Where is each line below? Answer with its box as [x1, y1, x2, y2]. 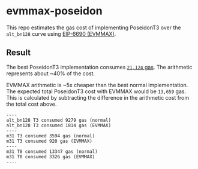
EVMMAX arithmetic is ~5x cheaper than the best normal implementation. [6, 81, 188, 88]
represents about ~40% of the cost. [6, 70, 95, 77]
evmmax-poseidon [6, 4, 103, 18]
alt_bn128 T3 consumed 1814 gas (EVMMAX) [6, 122, 112, 128]
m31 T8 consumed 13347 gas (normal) [6, 148, 98, 155]
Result [6, 48, 31, 58]
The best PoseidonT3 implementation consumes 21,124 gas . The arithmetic [6, 63, 193, 70]
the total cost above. [6, 100, 57, 107]
